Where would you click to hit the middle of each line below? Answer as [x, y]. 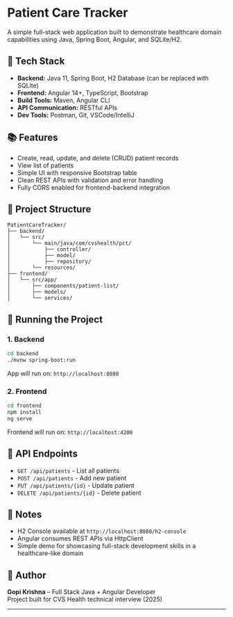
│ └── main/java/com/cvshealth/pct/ [69, 244]
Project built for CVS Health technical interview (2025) [85, 600]
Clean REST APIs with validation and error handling [90, 180]
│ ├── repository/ [49, 262]
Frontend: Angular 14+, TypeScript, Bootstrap [83, 92]
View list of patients [45, 165]
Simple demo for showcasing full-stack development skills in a [106, 546]
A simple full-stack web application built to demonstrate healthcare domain [114, 32]
